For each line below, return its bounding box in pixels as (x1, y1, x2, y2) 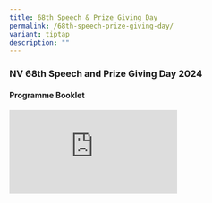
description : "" (9, 38, 70, 47)
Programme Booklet (9, 89, 85, 100)
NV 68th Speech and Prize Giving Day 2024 (9, 68, 203, 80)
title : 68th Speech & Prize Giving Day (9, 13, 158, 22)
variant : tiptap (9, 30, 70, 38)
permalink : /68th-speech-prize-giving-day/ (9, 21, 174, 30)
